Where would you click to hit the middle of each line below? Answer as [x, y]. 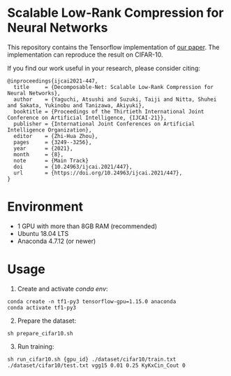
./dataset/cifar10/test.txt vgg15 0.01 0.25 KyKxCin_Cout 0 [97, 365]
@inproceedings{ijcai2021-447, [53, 81]
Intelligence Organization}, [50, 130]
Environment [45, 207]
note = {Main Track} [51, 160]
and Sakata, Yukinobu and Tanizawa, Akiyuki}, [76, 105]
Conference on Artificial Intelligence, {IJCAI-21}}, [87, 118]
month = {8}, [39, 154]
